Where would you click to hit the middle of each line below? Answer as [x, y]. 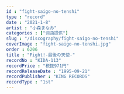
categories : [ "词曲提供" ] [37, 33]
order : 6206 [22, 50]
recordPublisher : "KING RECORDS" [48, 76]
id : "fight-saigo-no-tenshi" [43, 11]
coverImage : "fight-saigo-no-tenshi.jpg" [58, 44]
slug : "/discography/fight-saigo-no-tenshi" [62, 39]
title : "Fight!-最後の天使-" [41, 55]
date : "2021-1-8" [28, 22]
